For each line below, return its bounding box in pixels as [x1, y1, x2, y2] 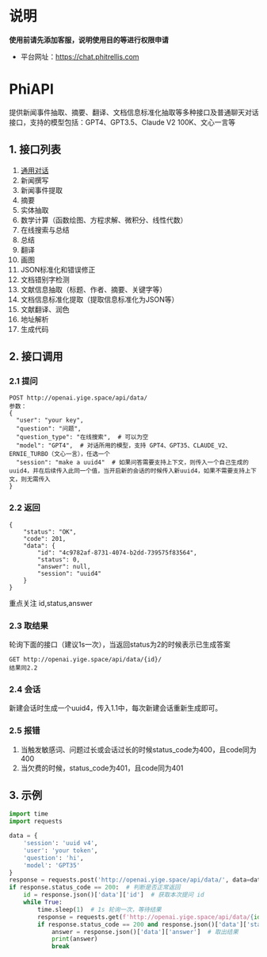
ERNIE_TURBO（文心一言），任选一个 [9, 450, 110, 458]
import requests [9, 817, 63, 826]
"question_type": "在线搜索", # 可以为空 [16, 434, 149, 442]
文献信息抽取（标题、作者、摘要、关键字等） [20, 284, 167, 294]
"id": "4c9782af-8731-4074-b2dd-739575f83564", [37, 549, 197, 557]
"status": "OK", [23, 527, 78, 536]
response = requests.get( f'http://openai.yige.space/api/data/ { [37, 913, 254, 921]
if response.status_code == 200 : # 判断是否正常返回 [9, 883, 181, 892]
